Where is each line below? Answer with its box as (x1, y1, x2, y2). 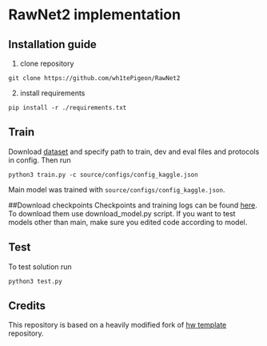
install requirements (19, 88, 86, 98)
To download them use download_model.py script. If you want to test (8, 208, 236, 218)
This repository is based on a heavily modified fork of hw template (8, 320, 227, 330)
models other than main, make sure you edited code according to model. (8, 217, 248, 227)
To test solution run (8, 262, 72, 272)
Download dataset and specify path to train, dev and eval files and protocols (8, 147, 260, 156)
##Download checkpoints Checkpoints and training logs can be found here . (8, 200, 257, 210)
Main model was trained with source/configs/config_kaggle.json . (8, 184, 225, 194)
